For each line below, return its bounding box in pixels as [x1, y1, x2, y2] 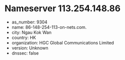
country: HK [11, 35, 36, 40]
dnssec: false [11, 50, 39, 56]
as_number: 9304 [11, 19, 47, 25]
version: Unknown [11, 45, 48, 51]
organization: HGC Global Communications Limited [11, 40, 114, 45]
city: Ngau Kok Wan [11, 29, 52, 35]
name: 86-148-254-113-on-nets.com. [11, 24, 87, 30]
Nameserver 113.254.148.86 [4, 3, 121, 14]
